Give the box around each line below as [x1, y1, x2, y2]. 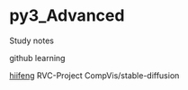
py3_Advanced [9, 5, 125, 26]
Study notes [9, 35, 54, 46]
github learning [9, 52, 66, 63]
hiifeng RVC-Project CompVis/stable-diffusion [9, 69, 180, 81]
